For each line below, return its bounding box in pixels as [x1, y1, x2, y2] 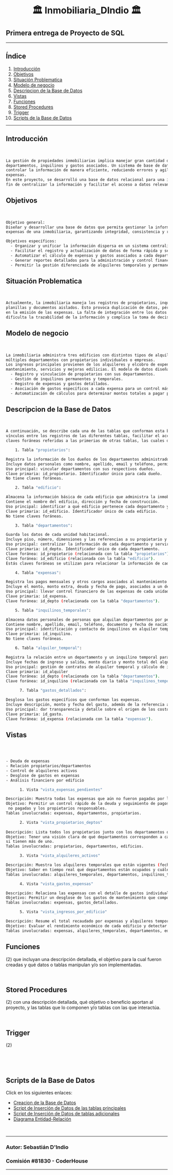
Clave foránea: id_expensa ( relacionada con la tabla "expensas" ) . [6, 716, 153, 721]
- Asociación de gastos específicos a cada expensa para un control [10, 386, 160, 391]
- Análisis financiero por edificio [6, 778, 84, 783]
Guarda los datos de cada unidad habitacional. [6, 532, 110, 537]
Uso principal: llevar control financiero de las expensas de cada [6, 589, 153, 594]
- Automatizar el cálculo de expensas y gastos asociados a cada [10, 253, 153, 258]
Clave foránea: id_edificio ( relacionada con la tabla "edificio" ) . [6, 556, 156, 561]
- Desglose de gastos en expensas [6, 773, 80, 778]
